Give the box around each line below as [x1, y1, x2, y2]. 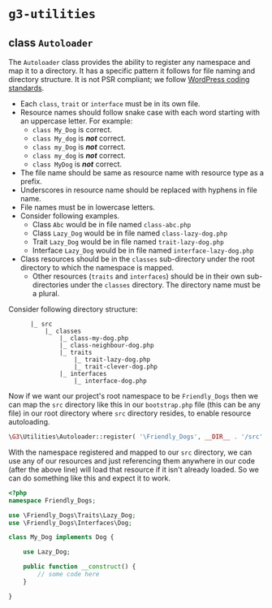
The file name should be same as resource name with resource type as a [19, 168, 264, 177]
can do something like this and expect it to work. [8, 473, 171, 483]
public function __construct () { [23, 563, 136, 571]
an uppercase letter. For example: [19, 116, 133, 126]
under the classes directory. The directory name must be [70, 280, 261, 290]
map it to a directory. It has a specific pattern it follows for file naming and [8, 66, 256, 75]
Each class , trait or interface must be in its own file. [19, 99, 201, 108]
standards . [8, 84, 45, 93]
